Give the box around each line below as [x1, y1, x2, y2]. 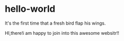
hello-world [5, 3, 56, 15]
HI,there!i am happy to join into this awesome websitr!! [5, 30, 119, 36]
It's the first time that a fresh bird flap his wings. [5, 20, 106, 26]
